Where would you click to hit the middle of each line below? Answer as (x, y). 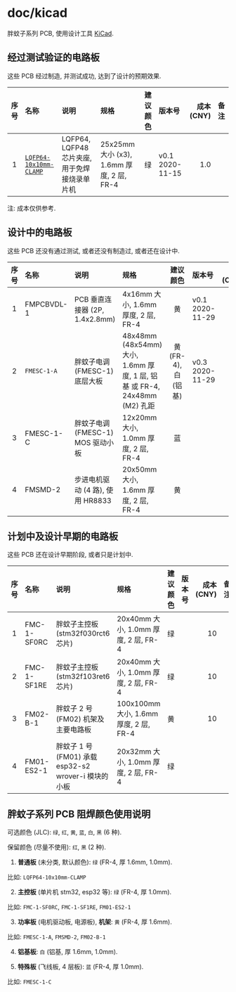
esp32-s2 (73, 766)
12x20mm (140, 418)
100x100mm (139, 704)
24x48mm (140, 395)
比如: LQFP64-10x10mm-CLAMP (47, 877)
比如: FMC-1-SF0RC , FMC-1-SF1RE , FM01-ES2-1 (69, 907)
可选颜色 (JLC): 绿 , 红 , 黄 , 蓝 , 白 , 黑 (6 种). (65, 832)
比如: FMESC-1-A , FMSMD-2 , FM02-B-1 (57, 937)
